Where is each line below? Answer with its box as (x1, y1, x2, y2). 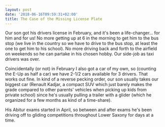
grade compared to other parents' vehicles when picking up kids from (5, 87, 147, 93)
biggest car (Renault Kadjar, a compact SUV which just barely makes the (5, 82, 152, 87)
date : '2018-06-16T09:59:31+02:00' (5, 12, 78, 17)
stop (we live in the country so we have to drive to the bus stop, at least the (5, 41, 158, 46)
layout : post (5, 7, 32, 12)
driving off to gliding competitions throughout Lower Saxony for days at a (5, 112, 154, 118)
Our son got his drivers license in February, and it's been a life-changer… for (5, 30, 160, 36)
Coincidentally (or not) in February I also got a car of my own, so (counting (5, 66, 157, 72)
